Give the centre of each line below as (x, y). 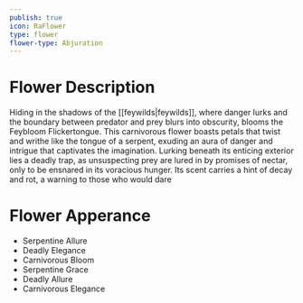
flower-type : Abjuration (56, 43)
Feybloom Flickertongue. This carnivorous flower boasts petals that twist (145, 132)
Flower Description (82, 87)
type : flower (34, 34)
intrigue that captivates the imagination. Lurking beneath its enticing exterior (151, 151)
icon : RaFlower (38, 26)
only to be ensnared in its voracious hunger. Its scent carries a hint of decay (151, 170)
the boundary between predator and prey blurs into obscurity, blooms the (146, 122)
